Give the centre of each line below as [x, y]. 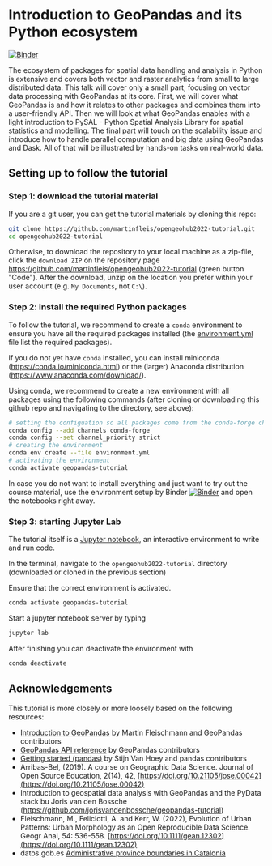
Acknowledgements [60, 689]
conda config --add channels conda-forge [79, 430]
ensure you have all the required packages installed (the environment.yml [131, 333]
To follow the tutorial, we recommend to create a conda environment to [125, 325]
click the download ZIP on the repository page [84, 260]
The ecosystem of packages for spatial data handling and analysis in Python [136, 70]
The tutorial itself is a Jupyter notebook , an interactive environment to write [134, 540]
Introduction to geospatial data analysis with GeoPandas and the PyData [140, 792]
